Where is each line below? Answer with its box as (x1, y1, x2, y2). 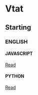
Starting (5, 23, 31, 32)
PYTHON (5, 73, 24, 79)
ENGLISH (5, 38, 28, 45)
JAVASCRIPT (5, 51, 33, 57)
